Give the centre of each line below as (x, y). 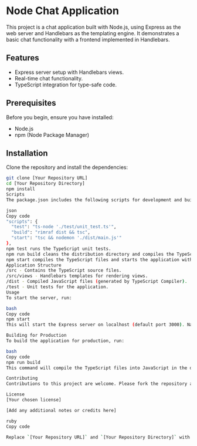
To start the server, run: (39, 298)
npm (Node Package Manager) (52, 135)
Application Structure (34, 265)
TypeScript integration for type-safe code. (66, 85)
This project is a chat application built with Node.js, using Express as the (94, 27)
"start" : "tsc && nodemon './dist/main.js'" (67, 238)
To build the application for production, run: (65, 341)
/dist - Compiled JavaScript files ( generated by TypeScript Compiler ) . (97, 282)
